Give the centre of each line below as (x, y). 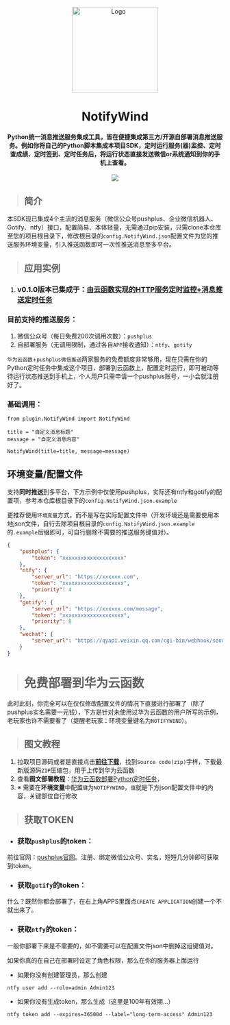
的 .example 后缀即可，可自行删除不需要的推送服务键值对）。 (90, 532)
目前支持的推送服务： (42, 320)
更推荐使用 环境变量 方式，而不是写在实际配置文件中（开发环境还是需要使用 (110, 515)
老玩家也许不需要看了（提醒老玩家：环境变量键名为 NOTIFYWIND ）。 (99, 720)
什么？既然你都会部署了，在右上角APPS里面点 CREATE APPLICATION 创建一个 (112, 902)
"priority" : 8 (52, 621)
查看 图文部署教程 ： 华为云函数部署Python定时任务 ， (90, 779)
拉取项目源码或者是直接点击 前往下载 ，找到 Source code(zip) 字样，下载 (117, 762)
